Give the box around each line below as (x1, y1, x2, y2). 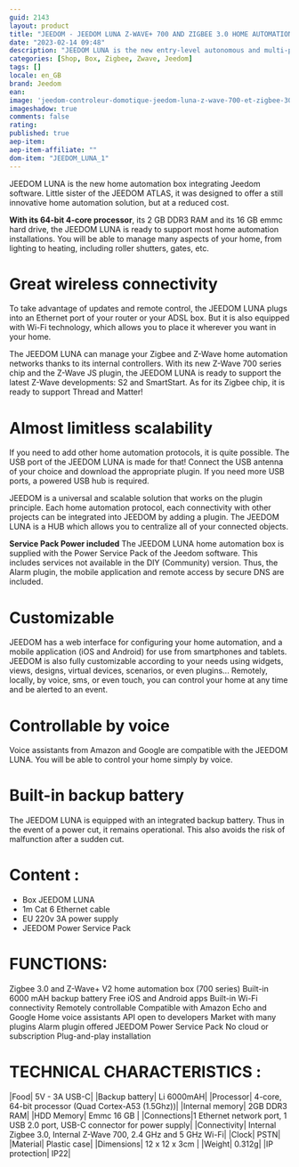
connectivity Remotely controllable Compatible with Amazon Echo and (9, 1002, 267, 1013)
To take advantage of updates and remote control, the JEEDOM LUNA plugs (9, 304, 287, 314)
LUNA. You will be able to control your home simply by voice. (9, 754, 233, 766)
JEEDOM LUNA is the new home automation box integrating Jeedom (9, 178, 261, 189)
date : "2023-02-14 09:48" (9, 37, 105, 47)
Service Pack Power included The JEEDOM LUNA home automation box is (9, 539, 285, 549)
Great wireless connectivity (9, 273, 218, 294)
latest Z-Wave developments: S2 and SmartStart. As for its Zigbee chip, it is (9, 377, 286, 388)
